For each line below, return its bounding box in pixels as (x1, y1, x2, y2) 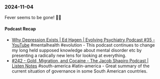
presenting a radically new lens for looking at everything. (11, 53, 127, 58)
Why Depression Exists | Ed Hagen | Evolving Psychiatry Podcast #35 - (11, 37, 155, 43)
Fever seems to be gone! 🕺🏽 (4, 15, 62, 21)
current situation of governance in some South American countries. (11, 68, 148, 74)
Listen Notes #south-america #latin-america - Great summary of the (11, 63, 150, 69)
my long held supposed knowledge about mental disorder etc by (11, 47, 142, 53)
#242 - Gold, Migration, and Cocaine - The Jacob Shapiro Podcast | (11, 57, 149, 63)
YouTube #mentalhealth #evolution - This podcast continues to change (11, 42, 155, 48)
